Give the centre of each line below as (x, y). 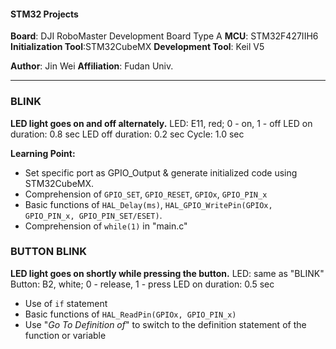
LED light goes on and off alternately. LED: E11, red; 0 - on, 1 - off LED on (161, 123)
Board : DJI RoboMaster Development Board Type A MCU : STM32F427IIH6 (164, 36)
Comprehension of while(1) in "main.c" (106, 226)
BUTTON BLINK (48, 252)
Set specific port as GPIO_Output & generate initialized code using (161, 172)
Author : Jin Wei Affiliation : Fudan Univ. (92, 66)
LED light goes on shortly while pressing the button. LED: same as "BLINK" (167, 273)
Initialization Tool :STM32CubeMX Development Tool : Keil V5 (137, 47)
